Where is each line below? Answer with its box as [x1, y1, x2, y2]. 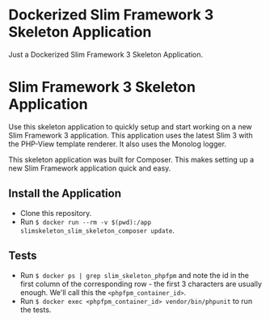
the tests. [19, 305, 52, 315]
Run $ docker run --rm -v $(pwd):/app [19, 217, 152, 226]
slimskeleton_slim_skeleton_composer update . [19, 225, 175, 235]
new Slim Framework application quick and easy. [8, 163, 171, 173]
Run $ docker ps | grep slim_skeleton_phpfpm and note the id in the [19, 270, 249, 280]
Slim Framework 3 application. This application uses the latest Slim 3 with [8, 130, 253, 140]
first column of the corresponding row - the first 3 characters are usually [19, 279, 263, 289]
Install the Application [8, 187, 121, 201]
